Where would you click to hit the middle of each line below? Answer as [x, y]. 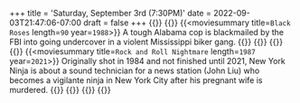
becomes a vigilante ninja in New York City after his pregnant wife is [136, 80]
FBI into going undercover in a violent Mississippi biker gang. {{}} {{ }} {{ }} [146, 42]
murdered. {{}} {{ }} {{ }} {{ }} [60, 90]
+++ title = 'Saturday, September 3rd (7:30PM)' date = [111, 13]
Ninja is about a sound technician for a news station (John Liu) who [135, 70]
